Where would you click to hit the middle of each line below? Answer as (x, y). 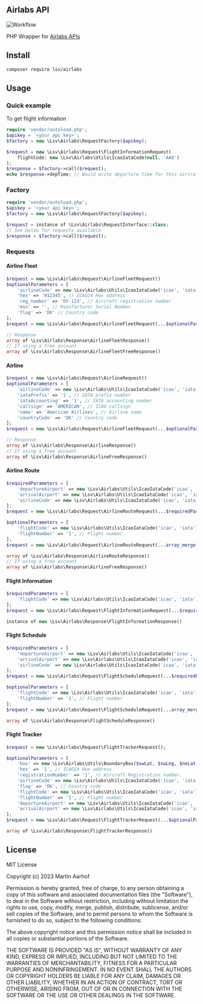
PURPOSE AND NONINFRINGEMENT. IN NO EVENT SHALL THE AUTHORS (99, 969)
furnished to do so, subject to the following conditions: (74, 920)
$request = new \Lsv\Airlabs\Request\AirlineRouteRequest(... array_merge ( (102, 545)
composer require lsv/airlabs (44, 69)
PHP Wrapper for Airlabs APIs (43, 36)
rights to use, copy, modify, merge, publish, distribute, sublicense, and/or (97, 907)
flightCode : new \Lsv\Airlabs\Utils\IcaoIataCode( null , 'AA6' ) (98, 158)
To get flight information (36, 119)
